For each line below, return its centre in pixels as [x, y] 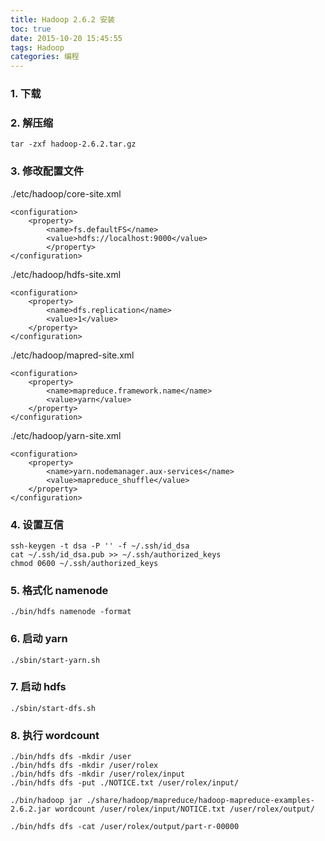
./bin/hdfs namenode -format [71, 612]
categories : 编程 [45, 57]
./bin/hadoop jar [46, 801]
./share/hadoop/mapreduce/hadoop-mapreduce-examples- [200, 801]
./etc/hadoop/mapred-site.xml [72, 355]
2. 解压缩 [32, 123]
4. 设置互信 [37, 524]
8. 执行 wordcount [55, 735]
